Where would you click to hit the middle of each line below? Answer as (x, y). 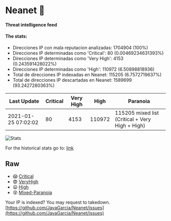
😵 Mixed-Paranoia (32, 192)
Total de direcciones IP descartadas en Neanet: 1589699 (72, 80)
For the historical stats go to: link (39, 148)
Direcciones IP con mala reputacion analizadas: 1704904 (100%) (80, 47)
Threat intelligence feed (31, 24)
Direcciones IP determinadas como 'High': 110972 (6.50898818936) (83, 69)
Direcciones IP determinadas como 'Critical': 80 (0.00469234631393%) (88, 53)
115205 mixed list (137, 113)
